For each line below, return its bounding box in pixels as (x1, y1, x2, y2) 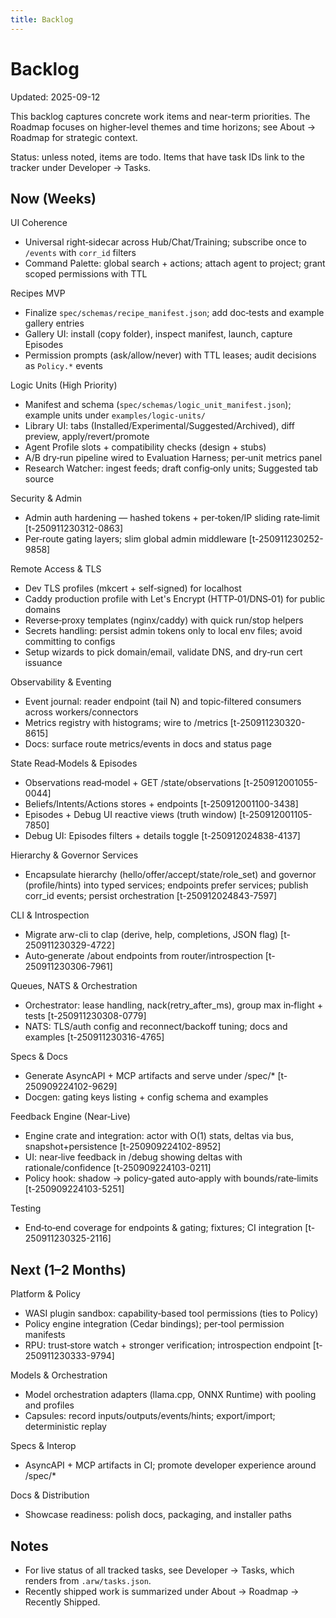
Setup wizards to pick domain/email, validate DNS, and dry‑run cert (24, 646, 303, 658)
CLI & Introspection (10, 909, 90, 921)
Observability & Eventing (10, 676, 112, 688)
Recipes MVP (10, 287, 66, 300)
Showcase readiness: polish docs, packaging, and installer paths (24, 1509, 293, 1521)
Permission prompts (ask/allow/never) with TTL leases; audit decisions (24, 349, 317, 361)
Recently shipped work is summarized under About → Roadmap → (24, 1586, 300, 1597)
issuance (24, 657, 63, 669)
